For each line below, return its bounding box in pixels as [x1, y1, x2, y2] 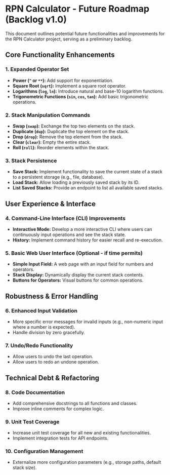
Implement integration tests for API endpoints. [12, 435, 109, 441]
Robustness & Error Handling [5, 292, 99, 300]
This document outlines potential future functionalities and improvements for [5, 30, 165, 36]
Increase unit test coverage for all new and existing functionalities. [12, 430, 151, 436]
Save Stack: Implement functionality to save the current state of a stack [12, 169, 163, 175]
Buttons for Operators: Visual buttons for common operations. [12, 277, 144, 284]
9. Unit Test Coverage [5, 418, 60, 425]
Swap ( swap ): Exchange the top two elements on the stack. [12, 123, 135, 129]
